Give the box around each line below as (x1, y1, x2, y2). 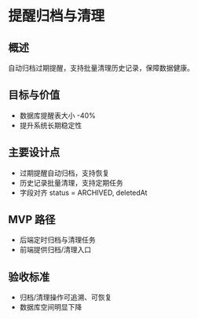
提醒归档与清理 (8, 7, 105, 25)
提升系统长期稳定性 (19, 120, 82, 130)
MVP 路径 (8, 213, 56, 226)
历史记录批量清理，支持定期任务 (19, 178, 123, 187)
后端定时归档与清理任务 (19, 235, 96, 244)
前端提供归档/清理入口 (19, 245, 92, 255)
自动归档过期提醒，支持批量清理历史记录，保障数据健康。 (8, 64, 194, 72)
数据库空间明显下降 (19, 302, 82, 312)
